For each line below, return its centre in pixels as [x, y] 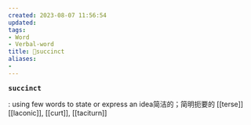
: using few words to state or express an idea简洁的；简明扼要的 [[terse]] [126, 104]
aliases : [22, 59]
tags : [17, 30]
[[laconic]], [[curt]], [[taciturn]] [58, 112]
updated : [22, 23]
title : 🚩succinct [36, 52]
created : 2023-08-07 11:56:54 [58, 15]
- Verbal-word [31, 45]
